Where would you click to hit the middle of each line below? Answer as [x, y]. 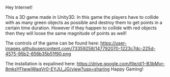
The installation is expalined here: [40, 64]
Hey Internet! [19, 7]
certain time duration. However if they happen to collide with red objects [81, 28]
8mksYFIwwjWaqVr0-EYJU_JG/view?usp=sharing [58, 69]
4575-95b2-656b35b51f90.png [38, 54]
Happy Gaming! [127, 69]
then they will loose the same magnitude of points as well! [66, 33]
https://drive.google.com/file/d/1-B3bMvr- [121, 64]
